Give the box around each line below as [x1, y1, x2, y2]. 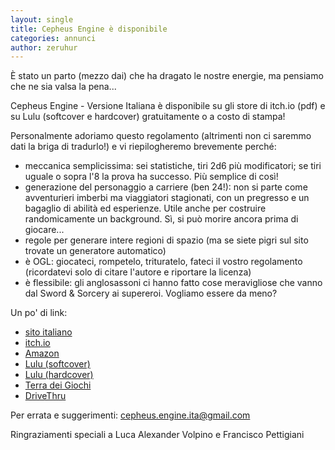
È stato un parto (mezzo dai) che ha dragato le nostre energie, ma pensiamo [10, 70, 324, 82]
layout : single [10, 14, 74, 25]
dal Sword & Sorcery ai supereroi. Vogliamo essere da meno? [24, 287, 278, 300]
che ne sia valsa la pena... [10, 81, 117, 93]
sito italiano [24, 326, 73, 338]
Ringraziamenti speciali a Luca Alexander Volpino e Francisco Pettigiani [10, 429, 305, 441]
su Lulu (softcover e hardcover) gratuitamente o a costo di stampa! [10, 111, 286, 123]
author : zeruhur [10, 42, 78, 53]
